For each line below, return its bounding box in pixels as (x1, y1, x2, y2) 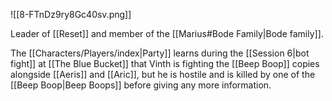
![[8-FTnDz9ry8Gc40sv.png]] (10, 9, 132, 20)
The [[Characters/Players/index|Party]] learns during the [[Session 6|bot (10, 47, 310, 59)
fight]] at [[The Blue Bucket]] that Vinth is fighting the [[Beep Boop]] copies (10, 58, 320, 69)
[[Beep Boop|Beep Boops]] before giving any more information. (10, 79, 272, 91)
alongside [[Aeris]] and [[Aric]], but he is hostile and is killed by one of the (10, 69, 316, 80)
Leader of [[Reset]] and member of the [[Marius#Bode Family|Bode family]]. (10, 28, 324, 39)
